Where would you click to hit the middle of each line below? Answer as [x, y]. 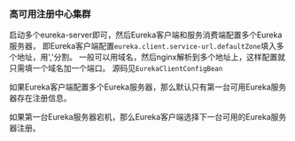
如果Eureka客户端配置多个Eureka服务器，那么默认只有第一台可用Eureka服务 [148, 87]
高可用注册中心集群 [50, 13]
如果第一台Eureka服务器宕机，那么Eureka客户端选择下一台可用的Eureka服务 [148, 117]
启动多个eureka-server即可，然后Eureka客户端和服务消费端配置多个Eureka [146, 35]
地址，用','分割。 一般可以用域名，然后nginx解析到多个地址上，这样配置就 [151, 57]
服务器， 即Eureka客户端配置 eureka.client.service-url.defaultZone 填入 [143, 46]
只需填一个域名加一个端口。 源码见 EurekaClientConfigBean [116, 68]
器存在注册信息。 [40, 98]
